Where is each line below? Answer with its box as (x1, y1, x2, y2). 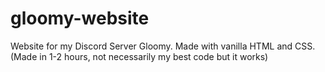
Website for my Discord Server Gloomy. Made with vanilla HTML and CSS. (10, 40, 316, 52)
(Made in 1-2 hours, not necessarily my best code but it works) (10, 50, 269, 62)
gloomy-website (10, 7, 150, 30)
